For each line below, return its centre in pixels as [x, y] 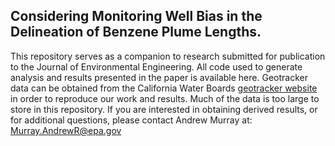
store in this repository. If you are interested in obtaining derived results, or [164, 109]
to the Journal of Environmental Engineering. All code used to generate [156, 66]
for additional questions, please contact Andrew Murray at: [131, 120]
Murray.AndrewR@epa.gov [66, 130]
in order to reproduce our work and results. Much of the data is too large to [165, 98]
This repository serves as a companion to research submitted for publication [168, 56]
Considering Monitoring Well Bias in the [136, 16]
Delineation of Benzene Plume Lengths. [136, 32]
